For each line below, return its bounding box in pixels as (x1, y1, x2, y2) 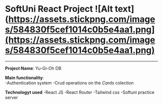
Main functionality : (5, 74, 45, 81)
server (5, 94, 18, 100)
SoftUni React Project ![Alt (5, 3, 113, 15)
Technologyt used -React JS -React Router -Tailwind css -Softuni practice (5, 89, 155, 95)
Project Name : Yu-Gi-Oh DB (5, 65, 62, 71)
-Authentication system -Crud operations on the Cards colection (5, 80, 134, 86)
